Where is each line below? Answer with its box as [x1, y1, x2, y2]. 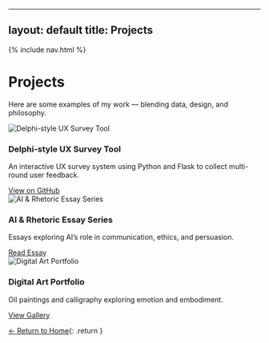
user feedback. [29, 170, 80, 180]
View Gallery [8, 310, 50, 320]
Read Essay [8, 248, 47, 257]
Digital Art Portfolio [8, 276, 85, 288]
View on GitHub [8, 186, 60, 196]
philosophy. [8, 107, 46, 117]
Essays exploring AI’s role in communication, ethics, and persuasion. [8, 232, 235, 242]
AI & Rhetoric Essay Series [8, 214, 114, 225]
